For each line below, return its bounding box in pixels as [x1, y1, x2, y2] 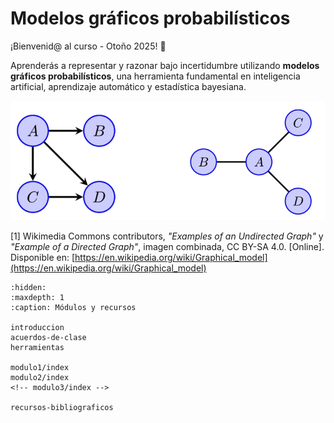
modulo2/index [10, 373, 70, 383]
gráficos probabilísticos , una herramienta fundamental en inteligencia [10, 70, 301, 82]
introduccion [10, 323, 65, 333]
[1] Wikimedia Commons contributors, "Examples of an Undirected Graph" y [10, 230, 324, 242]
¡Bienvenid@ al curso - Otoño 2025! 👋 [10, 40, 167, 52]
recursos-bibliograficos [10, 403, 114, 413]
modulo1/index [10, 363, 70, 373]
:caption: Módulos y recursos [10, 303, 137, 313]
